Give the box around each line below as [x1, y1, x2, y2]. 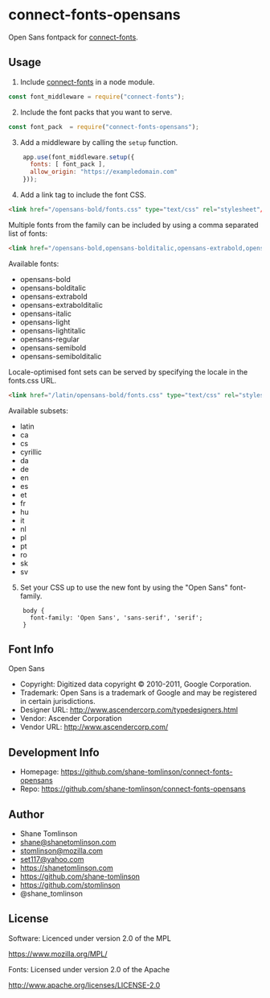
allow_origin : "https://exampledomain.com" [29, 168, 178, 176]
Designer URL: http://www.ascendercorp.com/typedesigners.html [19, 705, 239, 714]
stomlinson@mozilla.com [19, 846, 103, 855]
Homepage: [19, 767, 59, 776]
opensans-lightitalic [19, 325, 86, 335]
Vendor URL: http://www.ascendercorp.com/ [19, 723, 169, 732]
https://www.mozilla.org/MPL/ [8, 949, 108, 959]
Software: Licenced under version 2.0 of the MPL [8, 933, 171, 943]
